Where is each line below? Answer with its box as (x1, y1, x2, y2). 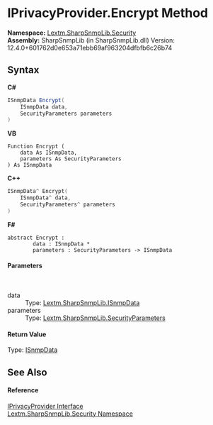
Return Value (7, 330, 47, 338)
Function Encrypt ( (7, 143, 65, 150)
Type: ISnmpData (7, 346, 58, 354)
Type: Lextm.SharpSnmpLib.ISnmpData (25, 298, 140, 307)
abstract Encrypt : (7, 234, 65, 241)
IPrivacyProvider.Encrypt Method (7, 5, 209, 21)
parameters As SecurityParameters (20, 155, 122, 162)
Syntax (7, 64, 40, 76)
